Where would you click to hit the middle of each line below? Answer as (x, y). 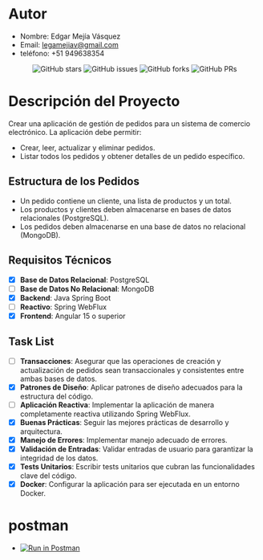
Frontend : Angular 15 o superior (73, 316)
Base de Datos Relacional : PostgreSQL (85, 280)
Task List (31, 342)
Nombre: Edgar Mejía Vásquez (70, 36)
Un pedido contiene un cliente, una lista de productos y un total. (126, 201)
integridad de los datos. (59, 458)
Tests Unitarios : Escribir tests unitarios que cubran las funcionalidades (137, 466)
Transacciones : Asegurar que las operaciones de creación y (120, 361)
